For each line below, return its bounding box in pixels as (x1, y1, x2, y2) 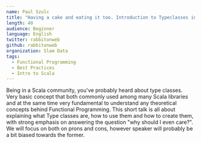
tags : (6, 53, 20, 59)
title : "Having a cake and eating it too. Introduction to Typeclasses (6, 14, 188, 20)
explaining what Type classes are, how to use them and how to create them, (6, 112, 194, 120)
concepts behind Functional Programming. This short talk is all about (6, 106, 175, 113)
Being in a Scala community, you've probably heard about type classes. (6, 87, 183, 94)
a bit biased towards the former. (6, 132, 85, 139)
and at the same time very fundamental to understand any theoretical (6, 100, 177, 107)
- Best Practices (11, 64, 55, 71)
